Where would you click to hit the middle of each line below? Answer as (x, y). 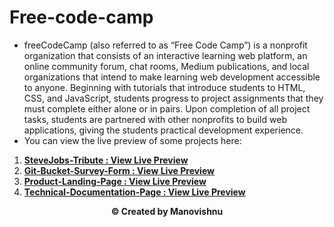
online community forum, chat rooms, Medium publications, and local (166, 66)
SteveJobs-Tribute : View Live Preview (106, 160)
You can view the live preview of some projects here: (132, 140)
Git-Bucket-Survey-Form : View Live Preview (119, 170)
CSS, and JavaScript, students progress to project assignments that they (173, 98)
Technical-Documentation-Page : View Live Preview (134, 192)
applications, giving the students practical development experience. (163, 130)
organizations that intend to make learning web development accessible (172, 77)
